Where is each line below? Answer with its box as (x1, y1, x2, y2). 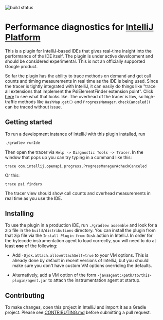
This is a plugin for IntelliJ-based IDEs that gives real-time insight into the (5, 48, 152, 53)
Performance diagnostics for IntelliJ (5, 22, 154, 33)
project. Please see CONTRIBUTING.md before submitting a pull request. (5, 309, 151, 316)
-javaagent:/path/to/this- (97, 273, 152, 278)
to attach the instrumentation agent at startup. (48, 277, 141, 283)
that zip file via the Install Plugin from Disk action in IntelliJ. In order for (5, 232, 153, 238)
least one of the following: (5, 243, 57, 249)
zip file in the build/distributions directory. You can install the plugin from (5, 228, 156, 233)
